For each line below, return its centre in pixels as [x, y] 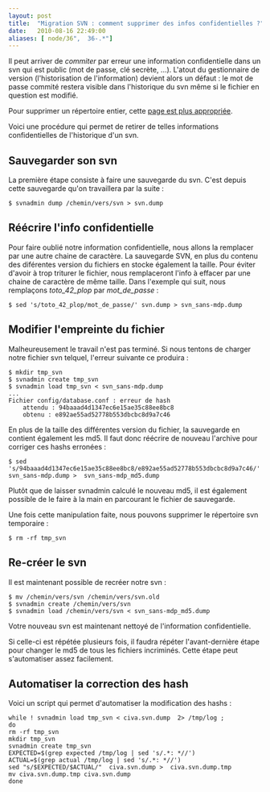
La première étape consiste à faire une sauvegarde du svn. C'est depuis [127, 180]
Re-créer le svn [47, 563]
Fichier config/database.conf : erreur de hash [90, 400]
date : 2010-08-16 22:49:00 [57, 31]
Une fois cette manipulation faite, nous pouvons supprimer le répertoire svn [133, 514]
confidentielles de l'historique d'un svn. [74, 135]
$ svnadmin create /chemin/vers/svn [70, 604]
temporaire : [29, 523]
